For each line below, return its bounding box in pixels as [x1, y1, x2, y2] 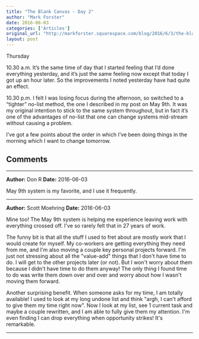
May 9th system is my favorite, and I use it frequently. [6, 187, 137, 194]
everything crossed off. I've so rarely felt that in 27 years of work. [6, 222, 166, 229]
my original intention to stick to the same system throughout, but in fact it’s [6, 107, 188, 114]
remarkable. [6, 321, 36, 328]
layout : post [6, 36, 38, 42]
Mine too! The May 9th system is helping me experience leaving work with [6, 216, 188, 223]
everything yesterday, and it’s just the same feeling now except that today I [6, 71, 188, 77]
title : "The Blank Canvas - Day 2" [6, 8, 94, 15]
